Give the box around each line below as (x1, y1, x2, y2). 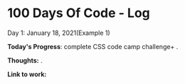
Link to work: (7, 70, 47, 78)
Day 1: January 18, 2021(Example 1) (7, 28, 110, 37)
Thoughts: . (7, 56, 43, 65)
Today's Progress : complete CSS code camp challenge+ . (7, 42, 179, 51)
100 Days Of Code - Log (7, 5, 151, 21)
